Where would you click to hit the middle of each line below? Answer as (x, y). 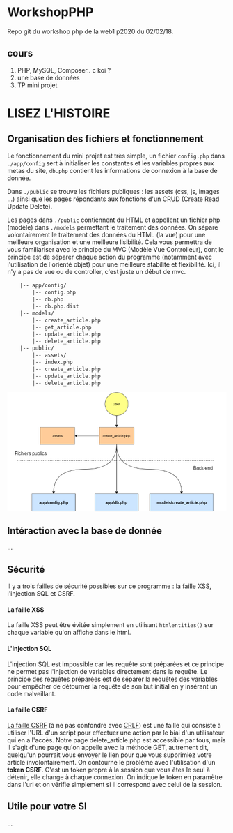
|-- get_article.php (62, 327)
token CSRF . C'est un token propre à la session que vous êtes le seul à (109, 770)
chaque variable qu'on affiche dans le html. (69, 633)
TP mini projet (37, 85)
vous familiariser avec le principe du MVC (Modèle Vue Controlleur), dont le (115, 249)
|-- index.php (53, 362)
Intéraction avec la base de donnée (85, 531)
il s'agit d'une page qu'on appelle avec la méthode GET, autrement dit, (108, 747)
